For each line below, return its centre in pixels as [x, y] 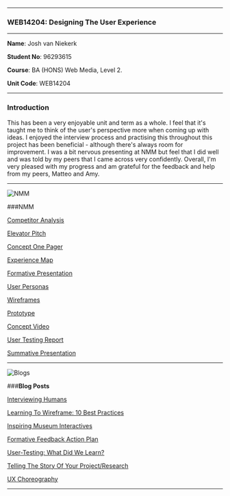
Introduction [28, 108]
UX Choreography [33, 479]
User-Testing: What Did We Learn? [56, 452]
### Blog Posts [28, 386]
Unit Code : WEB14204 [39, 84]
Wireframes [24, 300]
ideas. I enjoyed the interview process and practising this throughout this [110, 137]
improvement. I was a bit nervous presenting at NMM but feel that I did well [113, 152]
